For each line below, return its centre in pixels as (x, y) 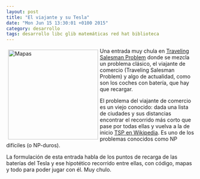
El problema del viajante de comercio (146, 101)
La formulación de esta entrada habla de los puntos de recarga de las (92, 157)
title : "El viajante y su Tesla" (48, 17)
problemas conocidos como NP (139, 139)
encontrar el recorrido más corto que (146, 120)
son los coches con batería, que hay (145, 83)
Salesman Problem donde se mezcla (145, 57)
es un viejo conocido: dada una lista (144, 107)
